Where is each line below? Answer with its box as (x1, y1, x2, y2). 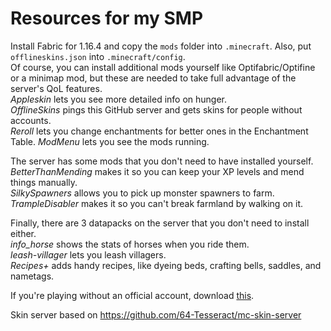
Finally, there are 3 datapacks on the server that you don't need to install (10, 217, 310, 229)
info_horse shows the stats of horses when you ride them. (10, 238, 250, 250)
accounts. (10, 114, 52, 126)
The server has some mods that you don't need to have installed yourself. (10, 155, 314, 167)
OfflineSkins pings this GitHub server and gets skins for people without (10, 103, 303, 116)
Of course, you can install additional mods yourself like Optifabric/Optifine (10, 61, 316, 73)
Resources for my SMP (10, 7, 204, 30)
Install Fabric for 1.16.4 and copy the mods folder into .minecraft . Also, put (10, 40, 312, 52)
